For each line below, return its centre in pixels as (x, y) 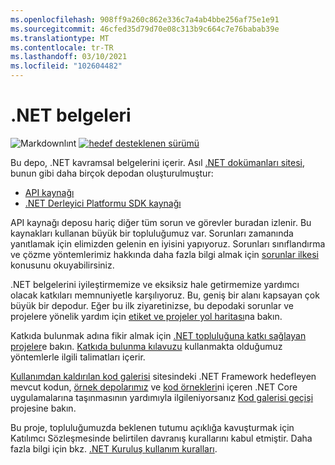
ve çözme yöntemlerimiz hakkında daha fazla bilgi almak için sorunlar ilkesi (165, 254)
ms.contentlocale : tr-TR (62, 47)
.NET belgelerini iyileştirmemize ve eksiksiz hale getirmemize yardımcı (155, 284)
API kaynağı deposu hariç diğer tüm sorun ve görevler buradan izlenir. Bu (161, 222)
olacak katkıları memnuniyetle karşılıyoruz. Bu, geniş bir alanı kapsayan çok (165, 295)
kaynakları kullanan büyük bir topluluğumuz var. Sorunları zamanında (152, 233)
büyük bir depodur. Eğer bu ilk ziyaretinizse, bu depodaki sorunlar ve (152, 305)
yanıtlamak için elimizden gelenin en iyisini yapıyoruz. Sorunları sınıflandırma (168, 243)
